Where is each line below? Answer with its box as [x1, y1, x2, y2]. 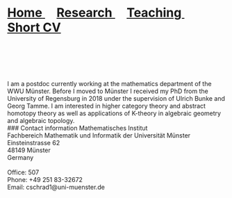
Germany [7, 153, 34, 161]
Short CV [7, 19, 61, 35]
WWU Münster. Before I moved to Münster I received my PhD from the [7, 87, 208, 95]
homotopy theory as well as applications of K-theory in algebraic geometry [7, 109, 221, 117]
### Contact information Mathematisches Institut [7, 124, 148, 132]
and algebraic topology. [7, 116, 75, 124]
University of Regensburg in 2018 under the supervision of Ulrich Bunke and [7, 94, 226, 102]
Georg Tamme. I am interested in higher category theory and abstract [7, 101, 206, 110]
